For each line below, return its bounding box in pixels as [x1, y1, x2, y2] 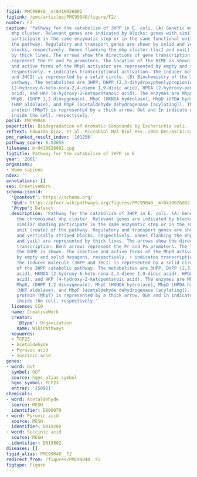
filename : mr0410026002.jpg [6, 145, 75, 151]
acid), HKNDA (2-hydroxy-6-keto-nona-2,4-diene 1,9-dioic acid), [16, 271, 180, 277]
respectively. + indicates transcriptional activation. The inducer [11, 69, 182, 75]
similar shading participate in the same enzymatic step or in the [16, 221, 185, 227]
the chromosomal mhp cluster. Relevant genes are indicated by [16, 216, 175, 222]
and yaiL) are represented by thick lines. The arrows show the [16, 238, 177, 244]
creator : [11, 314, 33, 320]
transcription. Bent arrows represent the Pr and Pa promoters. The [16, 243, 188, 250]
